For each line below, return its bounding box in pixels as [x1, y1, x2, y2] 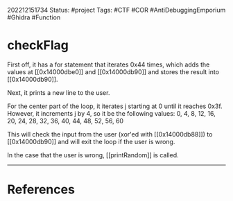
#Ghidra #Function [7, 13, 61, 21]
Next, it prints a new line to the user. [7, 88, 110, 96]
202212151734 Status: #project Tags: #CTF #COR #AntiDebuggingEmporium [7, 6, 226, 14]
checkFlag [7, 37, 69, 53]
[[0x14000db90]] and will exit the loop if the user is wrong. [7, 137, 175, 146]
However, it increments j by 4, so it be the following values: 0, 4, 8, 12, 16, [7, 109, 216, 117]
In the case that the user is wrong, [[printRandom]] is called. [7, 150, 179, 159]
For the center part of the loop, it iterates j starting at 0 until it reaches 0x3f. [7, 102, 223, 110]
